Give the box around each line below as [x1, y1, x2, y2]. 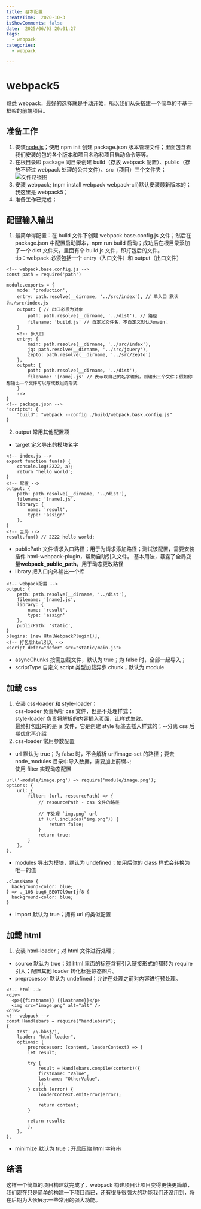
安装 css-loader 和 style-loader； [14, 700, 98, 708]
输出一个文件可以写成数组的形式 [10, 380, 78, 387]
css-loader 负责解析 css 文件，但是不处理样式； [14, 708, 133, 715]
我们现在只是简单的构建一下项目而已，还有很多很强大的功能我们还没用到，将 [6, 1189, 195, 1196]
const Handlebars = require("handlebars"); [6, 1018, 117, 1024]
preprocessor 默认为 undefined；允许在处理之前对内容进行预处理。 [14, 975, 181, 982]
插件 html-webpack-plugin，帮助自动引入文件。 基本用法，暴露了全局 [14, 553, 187, 560]
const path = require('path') [6, 272, 82, 278]
